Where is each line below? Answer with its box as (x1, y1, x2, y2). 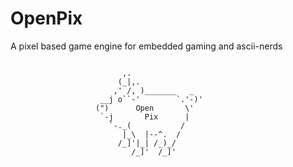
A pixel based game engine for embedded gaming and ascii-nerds (10, 40, 283, 52)
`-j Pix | (99, 112, 190, 122)
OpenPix (10, 7, 83, 30)
